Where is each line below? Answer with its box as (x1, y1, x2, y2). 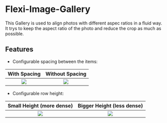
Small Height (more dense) (7, 102, 73, 109)
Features (5, 45, 33, 53)
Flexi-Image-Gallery (5, 3, 91, 15)
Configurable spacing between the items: (12, 58, 98, 64)
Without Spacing (45, 70, 86, 77)
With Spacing (7, 70, 41, 77)
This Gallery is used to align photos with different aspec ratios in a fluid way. (5, 20, 162, 26)
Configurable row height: (12, 90, 64, 96)
